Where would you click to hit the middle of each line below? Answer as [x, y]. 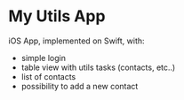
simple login [43, 58]
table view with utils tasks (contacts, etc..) [98, 67]
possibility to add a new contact [80, 86]
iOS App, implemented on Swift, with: [76, 41]
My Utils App [57, 16]
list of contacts [48, 76]
